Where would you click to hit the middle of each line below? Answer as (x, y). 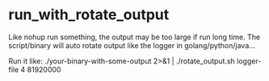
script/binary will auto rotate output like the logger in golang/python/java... (132, 45)
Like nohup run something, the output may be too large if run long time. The (134, 37)
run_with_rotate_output (89, 15)
